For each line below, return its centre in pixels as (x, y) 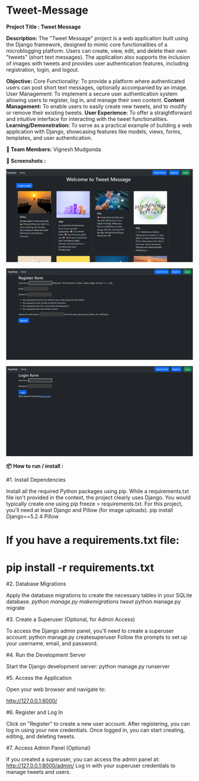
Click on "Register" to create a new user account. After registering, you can (98, 724)
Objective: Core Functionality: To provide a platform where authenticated (96, 81)
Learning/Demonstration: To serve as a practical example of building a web (99, 125)
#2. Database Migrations (36, 584)
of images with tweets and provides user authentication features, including (97, 63)
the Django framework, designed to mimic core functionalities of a (87, 44)
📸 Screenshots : (26, 161)
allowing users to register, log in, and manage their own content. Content (95, 100)
